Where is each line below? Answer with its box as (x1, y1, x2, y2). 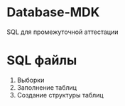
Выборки (16, 76, 45, 84)
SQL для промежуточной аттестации (6, 28, 119, 36)
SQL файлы (6, 52, 77, 69)
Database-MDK (6, 4, 100, 20)
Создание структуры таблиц (16, 90, 104, 99)
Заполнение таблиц (16, 83, 77, 92)
